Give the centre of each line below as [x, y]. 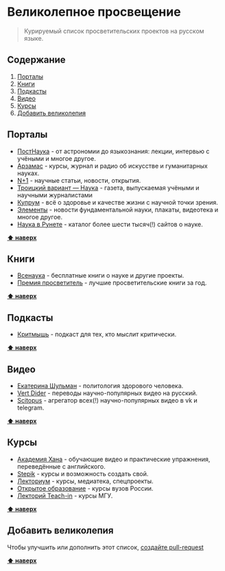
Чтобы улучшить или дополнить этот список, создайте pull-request [105, 547]
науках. [28, 173]
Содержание [37, 60]
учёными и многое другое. [56, 158]
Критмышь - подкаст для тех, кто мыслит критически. [97, 335]
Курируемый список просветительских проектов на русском [114, 31]
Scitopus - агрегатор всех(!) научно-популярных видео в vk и [107, 400]
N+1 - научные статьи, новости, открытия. [79, 180]
